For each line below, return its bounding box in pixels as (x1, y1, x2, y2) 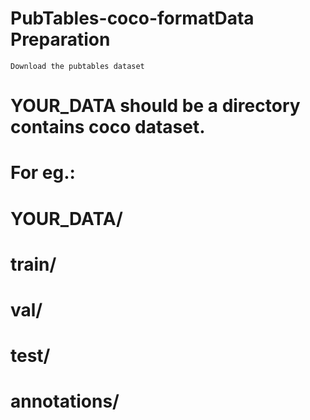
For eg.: (10, 162, 76, 184)
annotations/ (10, 390, 120, 413)
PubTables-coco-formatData (10, 7, 255, 30)
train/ (10, 253, 57, 276)
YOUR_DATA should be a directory (10, 95, 301, 117)
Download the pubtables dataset (10, 61, 145, 71)
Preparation (10, 28, 111, 51)
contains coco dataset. (10, 116, 206, 139)
